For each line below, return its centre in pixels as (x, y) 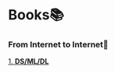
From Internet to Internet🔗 (58, 45)
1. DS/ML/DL (29, 61)
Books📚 (36, 15)
